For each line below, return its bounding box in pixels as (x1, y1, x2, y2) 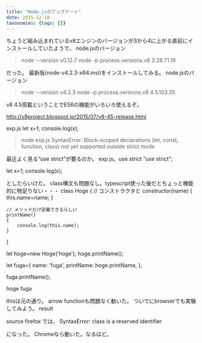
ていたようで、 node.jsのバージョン (37, 45, 126, 52)
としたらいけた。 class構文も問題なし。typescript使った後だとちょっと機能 (6, 180, 194, 187)
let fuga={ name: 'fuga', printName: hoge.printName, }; (6, 262, 143, 269)
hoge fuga (6, 285, 32, 292)
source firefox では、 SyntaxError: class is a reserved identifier (6, 318, 162, 325)
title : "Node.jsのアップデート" (6, 8, 81, 15)
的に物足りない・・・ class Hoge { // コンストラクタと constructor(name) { (6, 187, 193, 194)
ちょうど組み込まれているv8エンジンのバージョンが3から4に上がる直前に (6, 37, 188, 45)
